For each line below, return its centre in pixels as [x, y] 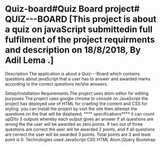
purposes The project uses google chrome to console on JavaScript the [77, 98]
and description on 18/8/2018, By [73, 50]
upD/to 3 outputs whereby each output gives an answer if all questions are [79, 119]
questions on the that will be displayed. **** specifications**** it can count [80, 114]
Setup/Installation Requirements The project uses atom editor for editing [77, 93]
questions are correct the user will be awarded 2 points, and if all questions [80, 129]
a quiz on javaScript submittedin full [79, 29]
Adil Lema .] [29, 60]
